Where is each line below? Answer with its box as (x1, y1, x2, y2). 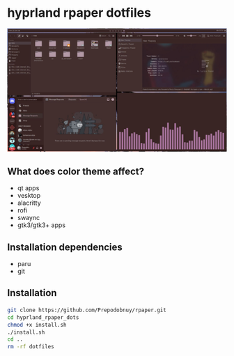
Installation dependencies (7, 241, 123, 253)
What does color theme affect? (7, 165, 145, 177)
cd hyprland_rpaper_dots (7, 314, 79, 321)
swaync (17, 214, 40, 222)
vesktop (17, 192, 41, 200)
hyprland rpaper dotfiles (7, 5, 152, 21)
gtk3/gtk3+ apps (17, 221, 66, 229)
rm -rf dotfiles (7, 343, 54, 350)
